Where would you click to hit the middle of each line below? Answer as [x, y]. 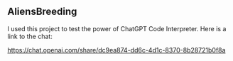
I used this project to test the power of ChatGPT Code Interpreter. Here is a [117, 28]
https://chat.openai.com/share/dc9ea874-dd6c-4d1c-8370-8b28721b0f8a [116, 50]
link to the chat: [30, 36]
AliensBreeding [42, 12]
